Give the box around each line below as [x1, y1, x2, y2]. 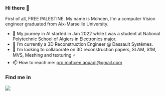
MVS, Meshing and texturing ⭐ [12, 52, 76, 58]
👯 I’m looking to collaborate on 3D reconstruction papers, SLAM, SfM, [12, 47, 156, 53]
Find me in [5, 74, 31, 81]
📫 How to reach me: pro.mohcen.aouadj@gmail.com [12, 60, 122, 66]
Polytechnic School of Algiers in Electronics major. [12, 36, 117, 42]
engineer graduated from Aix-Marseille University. [5, 21, 109, 27]
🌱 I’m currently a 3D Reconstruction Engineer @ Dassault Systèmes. [12, 41, 153, 47]
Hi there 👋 [5, 4, 30, 11]
